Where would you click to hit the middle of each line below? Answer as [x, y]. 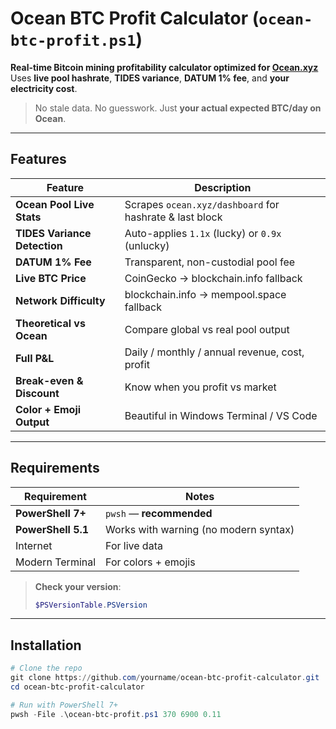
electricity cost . [44, 88]
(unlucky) [147, 245]
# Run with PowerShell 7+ [64, 705]
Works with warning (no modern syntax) [200, 529]
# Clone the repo [46, 668]
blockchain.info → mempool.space [205, 294]
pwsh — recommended [159, 513]
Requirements [55, 468]
